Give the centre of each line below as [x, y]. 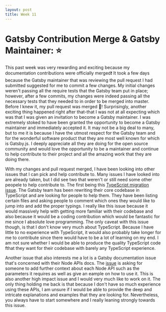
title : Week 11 [21, 14]
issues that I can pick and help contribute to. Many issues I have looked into [83, 174]
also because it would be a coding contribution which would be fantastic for [83, 217]
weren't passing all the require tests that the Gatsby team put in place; [77, 91]
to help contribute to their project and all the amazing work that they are [79, 154]
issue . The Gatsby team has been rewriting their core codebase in [72, 190]
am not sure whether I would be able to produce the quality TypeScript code [83, 243]
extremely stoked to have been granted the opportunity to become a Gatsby [83, 123]
